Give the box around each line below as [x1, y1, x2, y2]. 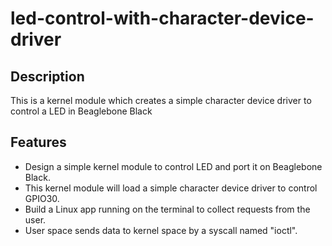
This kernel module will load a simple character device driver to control [24, 182, 318, 194]
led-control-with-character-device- [10, 7, 315, 30]
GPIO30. [24, 192, 60, 204]
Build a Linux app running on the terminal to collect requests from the [24, 203, 311, 215]
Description [10, 68, 85, 85]
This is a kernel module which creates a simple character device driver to [10, 95, 312, 106]
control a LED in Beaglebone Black [10, 105, 153, 117]
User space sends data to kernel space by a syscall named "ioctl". [24, 224, 298, 236]
